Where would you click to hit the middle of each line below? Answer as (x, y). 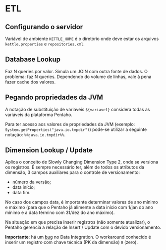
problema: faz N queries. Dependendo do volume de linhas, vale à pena (78, 77)
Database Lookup (33, 60)
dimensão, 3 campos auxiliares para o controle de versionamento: (73, 172)
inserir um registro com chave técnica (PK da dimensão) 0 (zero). (71, 242)
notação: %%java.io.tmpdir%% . (35, 134)
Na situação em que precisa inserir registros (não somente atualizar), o (78, 222)
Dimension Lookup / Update (49, 150)
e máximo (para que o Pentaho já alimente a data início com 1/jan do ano (79, 208)
